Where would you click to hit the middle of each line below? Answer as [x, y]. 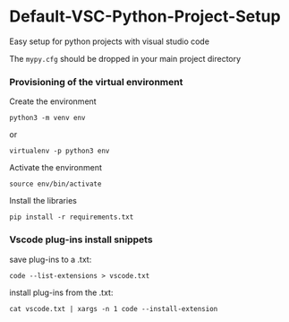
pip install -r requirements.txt [72, 217]
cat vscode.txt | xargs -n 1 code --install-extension [114, 309]
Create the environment [53, 101]
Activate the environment [56, 168]
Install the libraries [43, 201]
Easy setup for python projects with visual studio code [110, 41]
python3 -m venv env [48, 118]
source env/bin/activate [55, 184]
